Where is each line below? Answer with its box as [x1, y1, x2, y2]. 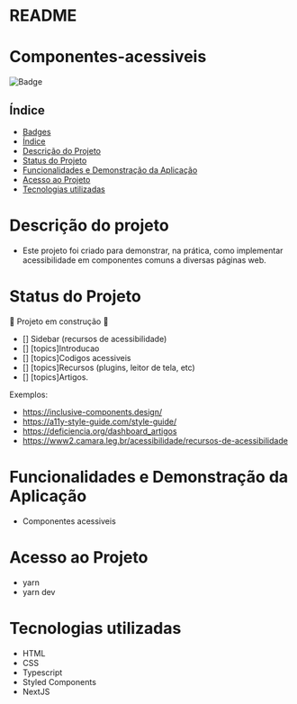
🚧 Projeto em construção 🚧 [9, 316, 109, 327]
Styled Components [22, 676, 97, 687]
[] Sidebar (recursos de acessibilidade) [22, 333, 167, 344]
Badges [22, 126, 51, 137]
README [9, 5, 77, 26]
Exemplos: [9, 389, 48, 400]
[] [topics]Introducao [22, 343, 100, 354]
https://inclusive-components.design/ [22, 406, 163, 417]
